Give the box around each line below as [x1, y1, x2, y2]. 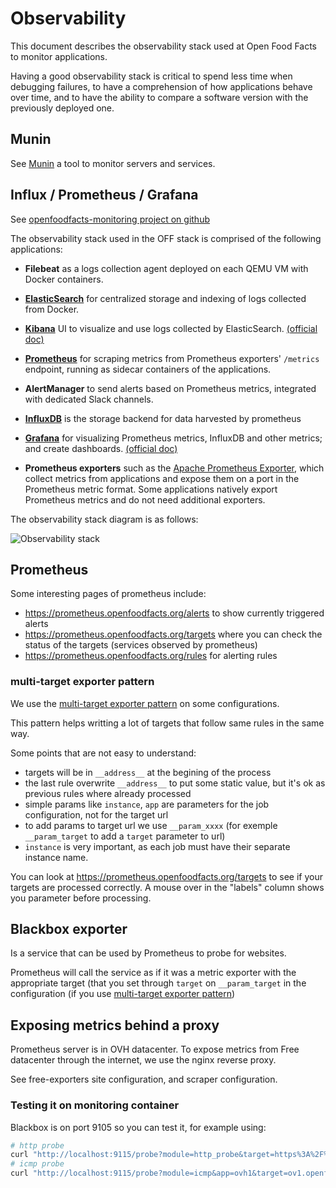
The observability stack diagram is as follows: [10, 513, 199, 525]
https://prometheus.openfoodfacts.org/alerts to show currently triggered [24, 607, 325, 619]
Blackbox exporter [10, 921, 128, 938]
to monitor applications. [10, 50, 108, 62]
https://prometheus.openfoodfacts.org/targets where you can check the [24, 628, 323, 641]
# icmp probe [10, 1159, 65, 1169]
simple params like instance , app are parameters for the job [24, 798, 270, 810]
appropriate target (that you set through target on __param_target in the [10, 977, 307, 989]
